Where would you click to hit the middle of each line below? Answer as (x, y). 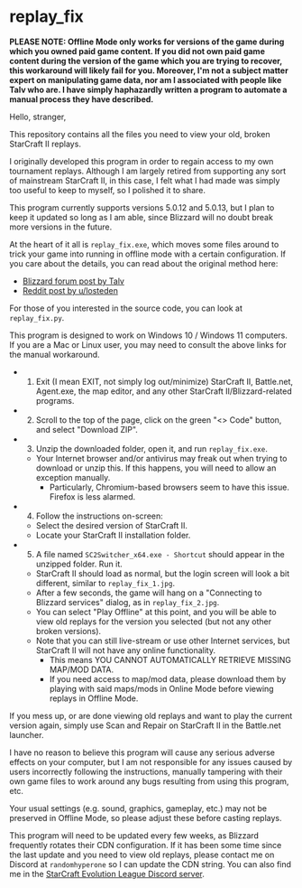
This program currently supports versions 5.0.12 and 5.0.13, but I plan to (142, 207)
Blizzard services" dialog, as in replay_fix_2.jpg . (128, 602)
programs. (55, 400)
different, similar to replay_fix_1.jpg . (105, 583)
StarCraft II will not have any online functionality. (126, 650)
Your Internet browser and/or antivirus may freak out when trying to (161, 458)
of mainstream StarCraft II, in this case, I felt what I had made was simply (145, 180)
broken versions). (69, 631)
